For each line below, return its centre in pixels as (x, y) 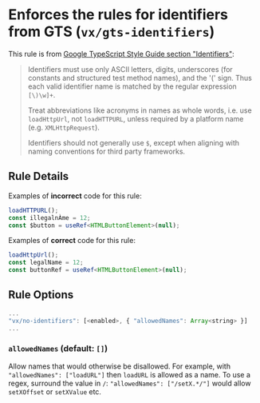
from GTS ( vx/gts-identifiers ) (112, 32)
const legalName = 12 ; (46, 263)
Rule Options (41, 295)
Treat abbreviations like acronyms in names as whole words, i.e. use (140, 110)
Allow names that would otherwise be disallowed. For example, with (120, 366)
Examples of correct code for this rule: (72, 241)
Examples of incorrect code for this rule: (75, 196)
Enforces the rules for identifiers (118, 15)
